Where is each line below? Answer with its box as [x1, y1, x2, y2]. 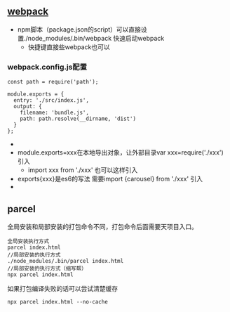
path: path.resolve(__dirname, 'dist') [20, 115, 137, 122]
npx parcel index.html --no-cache [7, 298, 109, 305]
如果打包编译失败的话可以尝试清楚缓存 [7, 284, 118, 292]
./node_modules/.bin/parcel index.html [7, 257, 124, 264]
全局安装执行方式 [7, 238, 50, 245]
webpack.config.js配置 [7, 62, 88, 72]
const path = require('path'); [7, 79, 99, 86]
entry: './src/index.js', [13, 97, 90, 104]
